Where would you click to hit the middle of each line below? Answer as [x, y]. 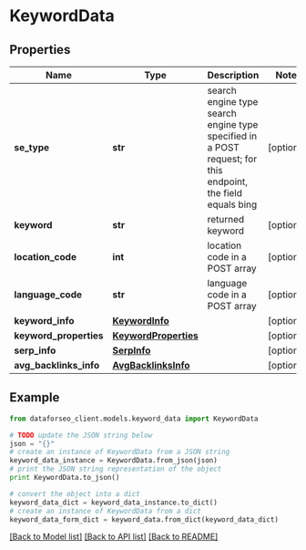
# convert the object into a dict [75, 493]
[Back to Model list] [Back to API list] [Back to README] [114, 537]
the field [225, 193]
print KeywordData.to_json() [65, 478]
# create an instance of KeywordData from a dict [106, 511]
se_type [32, 147]
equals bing [232, 204]
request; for [232, 159]
